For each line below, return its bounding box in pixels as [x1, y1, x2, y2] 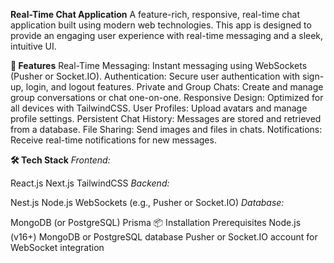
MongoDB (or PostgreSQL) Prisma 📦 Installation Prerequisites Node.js [10, 217, 302, 228]
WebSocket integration [10, 242, 105, 253]
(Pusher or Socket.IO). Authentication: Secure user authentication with [10, 70, 301, 82]
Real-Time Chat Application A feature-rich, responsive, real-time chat [10, 9, 300, 20]
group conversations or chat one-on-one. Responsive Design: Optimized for [10, 92, 324, 103]
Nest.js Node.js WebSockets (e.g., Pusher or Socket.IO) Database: [10, 197, 285, 208]
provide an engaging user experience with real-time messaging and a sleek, [10, 30, 324, 41]
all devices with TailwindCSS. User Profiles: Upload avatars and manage [10, 102, 308, 114]
